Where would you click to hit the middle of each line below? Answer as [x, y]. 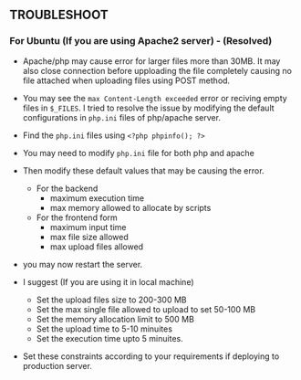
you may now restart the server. [83, 264]
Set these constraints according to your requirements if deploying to [151, 356]
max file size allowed [89, 237]
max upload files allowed [97, 247]
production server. [57, 365]
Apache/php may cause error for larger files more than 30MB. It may [151, 61]
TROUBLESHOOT [59, 15]
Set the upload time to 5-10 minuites [104, 329]
